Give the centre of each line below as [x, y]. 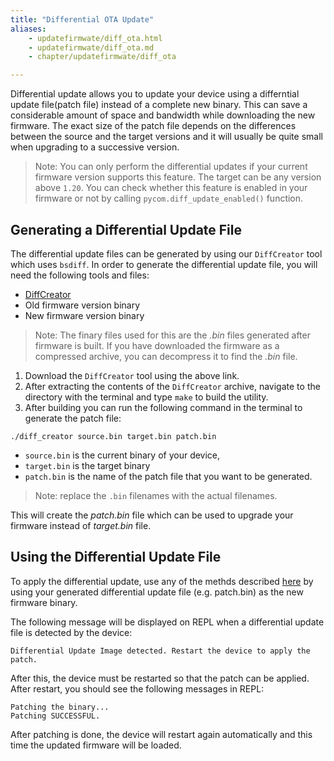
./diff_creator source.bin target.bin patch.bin [113, 436]
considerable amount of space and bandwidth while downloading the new [163, 115]
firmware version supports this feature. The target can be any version [178, 177]
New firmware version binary [84, 315]
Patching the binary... [60, 707]
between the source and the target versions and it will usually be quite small [166, 137]
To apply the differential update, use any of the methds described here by [162, 581]
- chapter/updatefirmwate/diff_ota [102, 57]
